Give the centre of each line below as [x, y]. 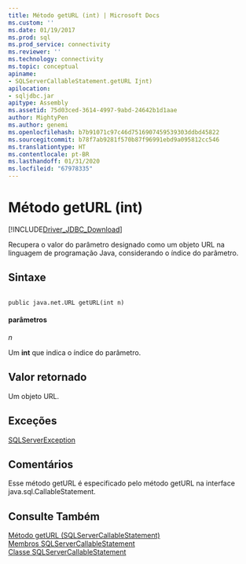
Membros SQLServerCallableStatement [72, 544]
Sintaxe [27, 278]
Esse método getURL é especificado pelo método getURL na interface [122, 483]
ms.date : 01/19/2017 [42, 30]
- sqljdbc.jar [31, 96]
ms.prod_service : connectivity [59, 45]
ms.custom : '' [31, 23]
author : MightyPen [38, 118]
